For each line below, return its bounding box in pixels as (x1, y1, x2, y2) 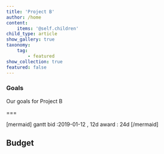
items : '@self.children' (17, 25, 79, 32)
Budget (6, 138, 34, 148)
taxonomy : (6, 42, 31, 48)
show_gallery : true (6, 36, 55, 42)
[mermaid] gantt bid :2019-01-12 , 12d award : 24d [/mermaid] (6, 121, 159, 128)
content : (6, 20, 28, 26)
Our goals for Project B (6, 97, 63, 104)
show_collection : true (6, 58, 63, 64)
